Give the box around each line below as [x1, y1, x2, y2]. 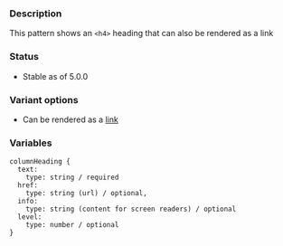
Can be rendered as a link [22, 114, 119, 125]
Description [9, 7, 62, 20]
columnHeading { [9, 157, 71, 166]
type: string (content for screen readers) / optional [25, 204, 237, 214]
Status [9, 51, 39, 63]
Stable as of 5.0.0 [22, 71, 89, 81]
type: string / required [25, 173, 119, 183]
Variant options [9, 93, 79, 106]
